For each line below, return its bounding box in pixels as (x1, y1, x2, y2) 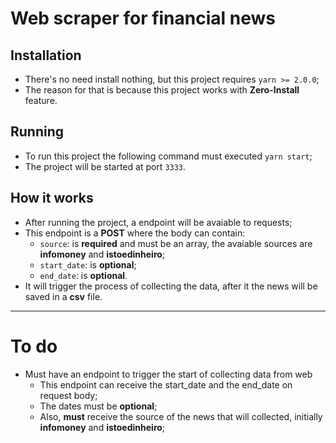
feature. (24, 95, 58, 106)
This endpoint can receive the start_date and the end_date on (39, 378, 293, 391)
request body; (39, 389, 98, 401)
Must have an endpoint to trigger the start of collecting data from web (24, 368, 313, 380)
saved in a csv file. (24, 290, 103, 302)
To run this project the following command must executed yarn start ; (24, 150, 313, 162)
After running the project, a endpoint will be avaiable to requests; (24, 216, 293, 228)
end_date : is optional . (39, 269, 128, 281)
